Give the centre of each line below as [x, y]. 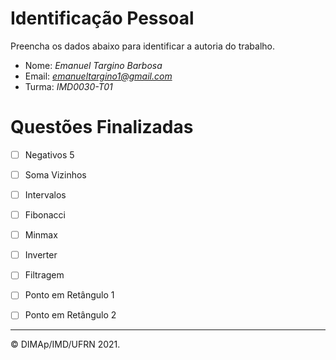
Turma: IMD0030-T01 [68, 86]
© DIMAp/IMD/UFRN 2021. [65, 344]
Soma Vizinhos [55, 174]
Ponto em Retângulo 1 [69, 295]
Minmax [41, 235]
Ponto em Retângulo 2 [70, 315]
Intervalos [45, 195]
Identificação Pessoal [102, 18]
